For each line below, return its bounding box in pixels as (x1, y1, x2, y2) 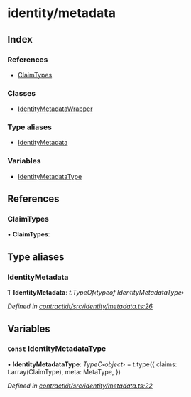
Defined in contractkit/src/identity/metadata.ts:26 (7, 302, 153, 310)
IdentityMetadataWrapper (17, 104, 93, 113)
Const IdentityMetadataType (7, 344, 107, 354)
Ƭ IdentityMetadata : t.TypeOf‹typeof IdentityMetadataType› (7, 288, 185, 297)
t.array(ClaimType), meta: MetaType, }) (7, 367, 121, 376)
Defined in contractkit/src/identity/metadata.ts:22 (7, 381, 153, 390)
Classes (7, 88, 36, 98)
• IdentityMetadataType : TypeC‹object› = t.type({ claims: (7, 360, 178, 369)
